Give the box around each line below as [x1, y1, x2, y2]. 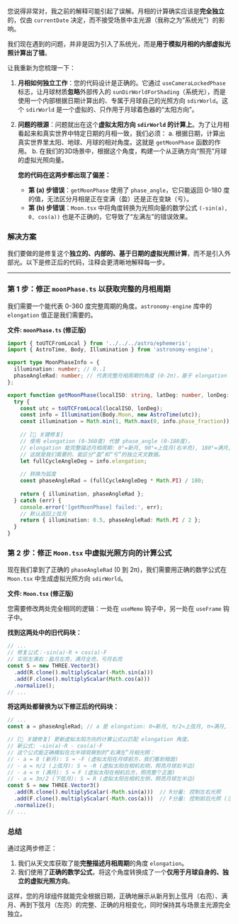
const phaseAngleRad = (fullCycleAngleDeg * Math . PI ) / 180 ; [20, 478, 204, 485]
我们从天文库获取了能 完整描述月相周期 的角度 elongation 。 [17, 859, 188, 867]
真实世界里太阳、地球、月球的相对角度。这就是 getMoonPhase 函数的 [17, 138, 215, 146]
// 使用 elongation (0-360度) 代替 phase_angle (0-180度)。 [20, 437, 193, 445]
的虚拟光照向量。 [17, 156, 68, 164]
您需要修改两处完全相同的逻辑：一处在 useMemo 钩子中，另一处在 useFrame [7, 604, 222, 613]
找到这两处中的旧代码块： [7, 629, 82, 637]
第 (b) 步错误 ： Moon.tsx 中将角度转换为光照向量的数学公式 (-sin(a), [28, 203, 228, 212]
